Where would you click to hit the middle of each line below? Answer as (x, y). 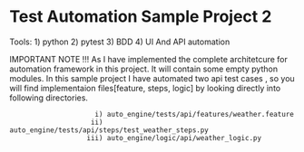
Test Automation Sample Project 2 (141, 17)
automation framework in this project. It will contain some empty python (144, 69)
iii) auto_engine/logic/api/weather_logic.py (174, 138)
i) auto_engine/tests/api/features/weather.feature (195, 114)
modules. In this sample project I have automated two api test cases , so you (152, 78)
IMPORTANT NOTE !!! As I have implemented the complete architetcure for (148, 59)
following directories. (49, 98)
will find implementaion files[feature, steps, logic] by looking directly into (145, 88)
